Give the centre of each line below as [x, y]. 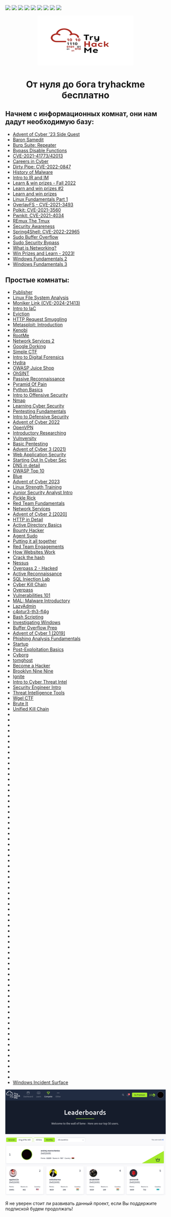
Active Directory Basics [37, 525]
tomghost [23, 660]
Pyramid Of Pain [30, 384]
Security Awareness [34, 226]
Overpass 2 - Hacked [35, 569]
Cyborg [21, 655]
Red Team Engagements [38, 547]
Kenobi [20, 330]
